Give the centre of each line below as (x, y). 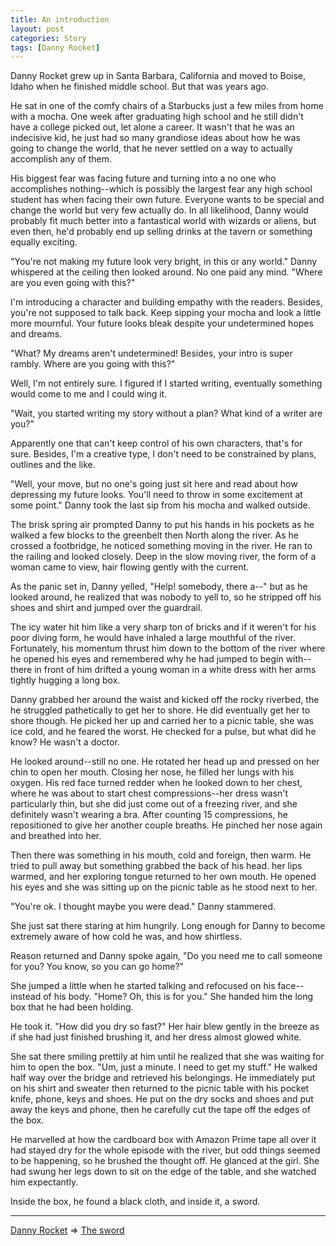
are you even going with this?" (73, 283)
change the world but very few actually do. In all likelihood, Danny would (159, 210)
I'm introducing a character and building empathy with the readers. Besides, (166, 302)
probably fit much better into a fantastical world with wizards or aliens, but (163, 221)
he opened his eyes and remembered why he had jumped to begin (147, 659)
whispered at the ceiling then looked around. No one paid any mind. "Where (166, 272)
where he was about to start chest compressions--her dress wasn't (149, 793)
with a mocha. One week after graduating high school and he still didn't (157, 117)
